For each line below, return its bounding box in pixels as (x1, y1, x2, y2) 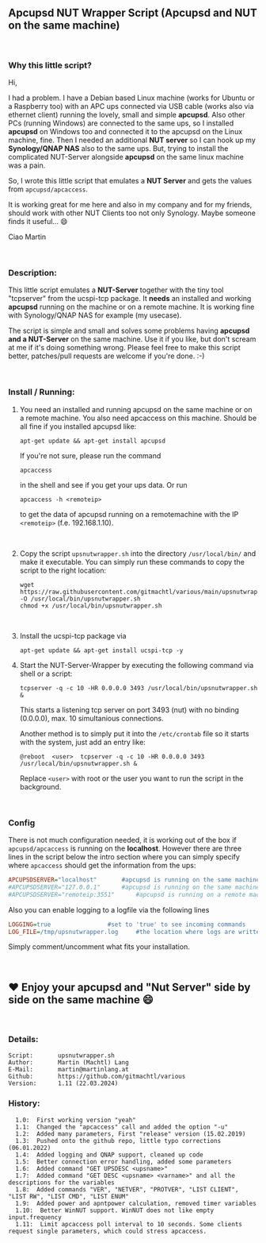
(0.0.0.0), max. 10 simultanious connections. (19, 713, 164, 723)
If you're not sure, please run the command (19, 450, 161, 460)
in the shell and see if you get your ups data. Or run (19, 480, 188, 489)
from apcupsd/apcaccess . (8, 184, 89, 194)
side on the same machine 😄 (8, 993, 154, 1006)
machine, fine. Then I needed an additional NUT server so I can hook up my (8, 135, 256, 145)
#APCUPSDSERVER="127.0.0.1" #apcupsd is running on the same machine (8, 883, 260, 891)
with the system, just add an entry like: (19, 737, 146, 747)
